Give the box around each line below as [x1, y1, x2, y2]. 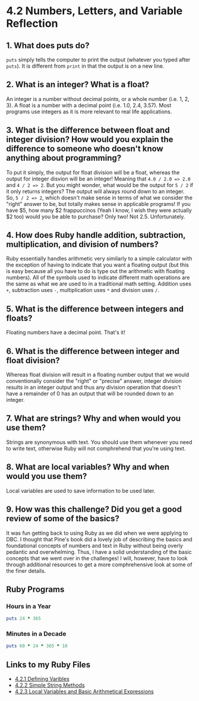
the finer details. [6, 567, 46, 574]
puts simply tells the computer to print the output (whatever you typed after [6, 56, 191, 63]
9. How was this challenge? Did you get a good [6, 505, 182, 515]
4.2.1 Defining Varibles [14, 675, 70, 683]
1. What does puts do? [6, 40, 90, 50]
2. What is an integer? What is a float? [6, 80, 150, 90]
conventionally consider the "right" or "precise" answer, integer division [6, 378, 182, 385]
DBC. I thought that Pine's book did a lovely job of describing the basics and [6, 535, 193, 543]
